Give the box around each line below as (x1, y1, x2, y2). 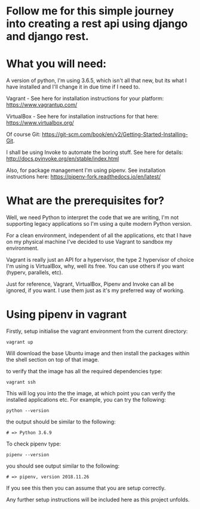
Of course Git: (6, 131, 41, 138)
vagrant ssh (6, 379, 36, 385)
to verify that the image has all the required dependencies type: (6, 368, 162, 375)
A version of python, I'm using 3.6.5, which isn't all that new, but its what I (6, 77, 187, 84)
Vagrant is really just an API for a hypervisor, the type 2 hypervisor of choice (6, 256, 194, 263)
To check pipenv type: (6, 440, 61, 447)
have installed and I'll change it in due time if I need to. (6, 83, 140, 90)
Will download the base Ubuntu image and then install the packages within (6, 350, 190, 357)
